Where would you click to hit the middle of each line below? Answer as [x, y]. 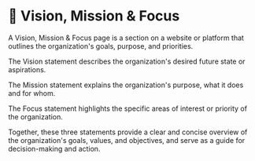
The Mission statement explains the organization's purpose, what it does [126, 85]
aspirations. [27, 69]
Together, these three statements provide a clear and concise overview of [128, 132]
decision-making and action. [54, 148]
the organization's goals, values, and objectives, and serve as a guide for [127, 140]
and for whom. [32, 93]
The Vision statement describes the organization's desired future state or [127, 61]
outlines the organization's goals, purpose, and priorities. [101, 46]
